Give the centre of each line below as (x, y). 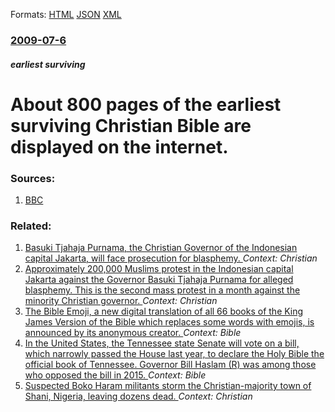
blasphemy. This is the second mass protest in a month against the (162, 290)
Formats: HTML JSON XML (66, 14)
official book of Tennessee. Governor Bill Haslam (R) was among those (170, 365)
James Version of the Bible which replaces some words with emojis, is (169, 322)
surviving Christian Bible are (131, 125)
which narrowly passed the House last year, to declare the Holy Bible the (174, 354)
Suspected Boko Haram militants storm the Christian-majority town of (168, 386)
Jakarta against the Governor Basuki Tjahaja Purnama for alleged (159, 280)
